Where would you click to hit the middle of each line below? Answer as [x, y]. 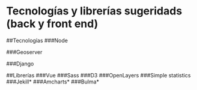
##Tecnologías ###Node [37, 40]
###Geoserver [24, 52]
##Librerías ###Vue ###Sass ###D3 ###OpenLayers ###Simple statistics [98, 75]
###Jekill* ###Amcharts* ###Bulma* [53, 82]
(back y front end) [52, 24]
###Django [20, 64]
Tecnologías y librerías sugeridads [94, 11]
